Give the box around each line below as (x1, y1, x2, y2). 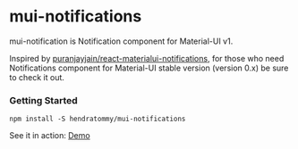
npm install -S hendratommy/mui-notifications (9, 114, 186, 124)
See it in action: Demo (9, 130, 91, 141)
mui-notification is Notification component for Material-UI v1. (9, 36, 234, 46)
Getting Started (9, 94, 78, 106)
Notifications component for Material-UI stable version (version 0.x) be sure (9, 62, 289, 73)
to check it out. (9, 71, 65, 82)
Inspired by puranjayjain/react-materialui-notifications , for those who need (9, 53, 285, 63)
